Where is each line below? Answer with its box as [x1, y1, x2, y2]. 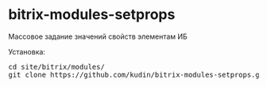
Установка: [8, 47, 46, 56]
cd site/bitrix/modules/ [8, 62, 105, 71]
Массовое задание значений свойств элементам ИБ [8, 32, 188, 41]
